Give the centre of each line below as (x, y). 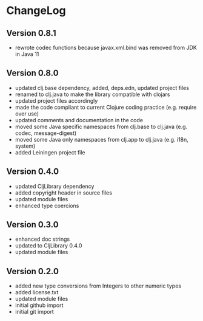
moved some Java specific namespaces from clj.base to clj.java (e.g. (101, 126)
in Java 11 (27, 54)
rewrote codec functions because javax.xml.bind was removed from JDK (106, 47)
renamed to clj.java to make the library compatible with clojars (93, 94)
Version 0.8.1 (31, 33)
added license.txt (37, 292)
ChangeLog (36, 11)
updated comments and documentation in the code (79, 120)
